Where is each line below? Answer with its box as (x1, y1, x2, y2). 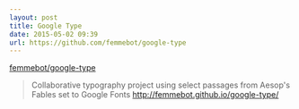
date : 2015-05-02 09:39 (9, 29, 99, 38)
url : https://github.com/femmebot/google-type (9, 38, 187, 47)
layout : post (9, 13, 58, 22)
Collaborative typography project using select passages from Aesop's (31, 80, 290, 90)
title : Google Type (9, 21, 83, 30)
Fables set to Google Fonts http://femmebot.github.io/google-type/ (31, 89, 279, 100)
